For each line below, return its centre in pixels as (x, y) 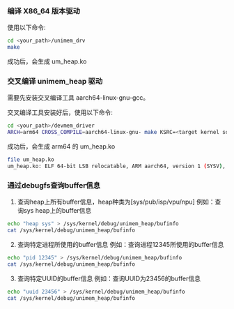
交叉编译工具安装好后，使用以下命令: (60, 112)
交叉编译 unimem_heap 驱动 (55, 81)
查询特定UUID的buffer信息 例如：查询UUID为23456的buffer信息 (109, 278)
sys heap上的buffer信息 (57, 211)
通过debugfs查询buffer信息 (54, 185)
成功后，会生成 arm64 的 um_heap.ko (61, 146)
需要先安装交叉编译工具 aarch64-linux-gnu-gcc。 (78, 98)
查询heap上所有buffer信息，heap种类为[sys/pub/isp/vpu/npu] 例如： (116, 202)
